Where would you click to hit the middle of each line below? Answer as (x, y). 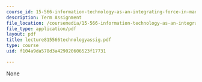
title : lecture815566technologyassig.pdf (59, 40)
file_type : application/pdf (41, 29)
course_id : (20, 12)
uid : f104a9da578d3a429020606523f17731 (56, 51)
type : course (23, 46)
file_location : (25, 23)
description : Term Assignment (44, 17)
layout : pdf (21, 34)
